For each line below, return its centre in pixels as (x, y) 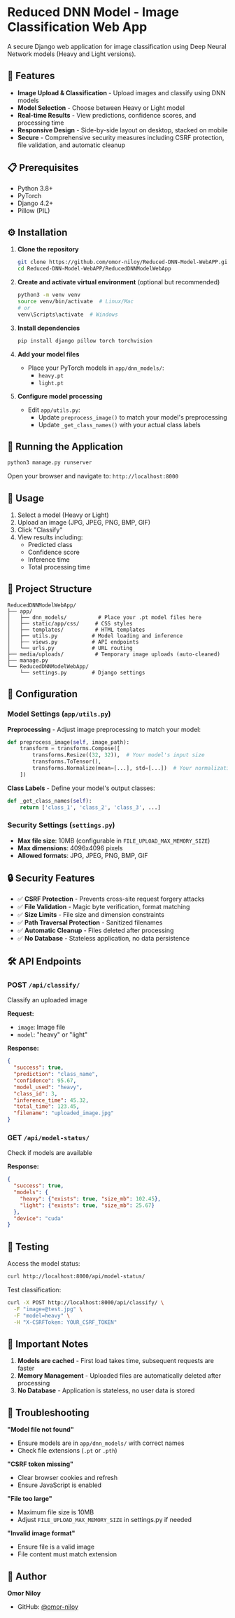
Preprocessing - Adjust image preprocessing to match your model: (104, 729)
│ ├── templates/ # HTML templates (76, 630)
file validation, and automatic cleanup (71, 145)
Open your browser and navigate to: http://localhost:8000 (93, 476)
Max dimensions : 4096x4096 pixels (70, 848)
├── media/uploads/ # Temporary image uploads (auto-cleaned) (114, 654)
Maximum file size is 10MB (56, 1512)
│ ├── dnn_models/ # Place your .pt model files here (104, 617)
